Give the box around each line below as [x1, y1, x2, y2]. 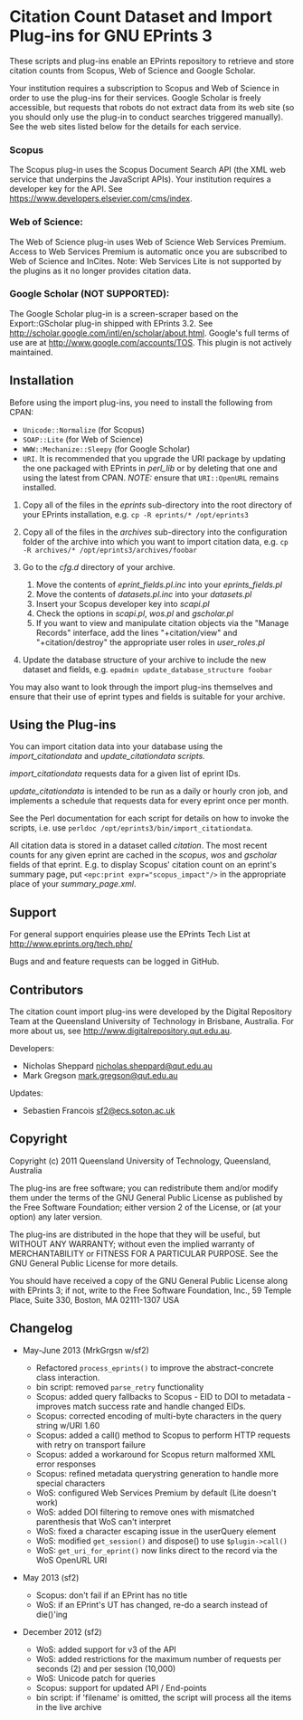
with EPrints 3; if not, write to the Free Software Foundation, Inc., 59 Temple [9, 1285, 292, 1296]
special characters [35, 1478, 106, 1488]
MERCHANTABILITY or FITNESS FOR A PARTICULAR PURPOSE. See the [9, 1248, 279, 1259]
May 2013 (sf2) [22, 1572, 80, 1582]
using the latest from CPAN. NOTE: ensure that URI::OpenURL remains [22, 472, 279, 483]
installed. [22, 481, 57, 492]
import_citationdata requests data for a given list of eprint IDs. [9, 768, 241, 779]
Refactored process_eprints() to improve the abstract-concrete [35, 1362, 274, 1373]
